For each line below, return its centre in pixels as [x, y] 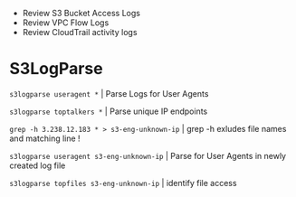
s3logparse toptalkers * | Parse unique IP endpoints [109, 111]
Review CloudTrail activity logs [80, 32]
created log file [38, 165]
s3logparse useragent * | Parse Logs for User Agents [109, 93]
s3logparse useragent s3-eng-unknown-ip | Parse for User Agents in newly [148, 155]
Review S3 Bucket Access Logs [81, 13]
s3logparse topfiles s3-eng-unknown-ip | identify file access [123, 183]
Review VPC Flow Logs [66, 23]
